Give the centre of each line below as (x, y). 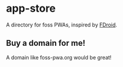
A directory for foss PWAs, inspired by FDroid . (61, 25)
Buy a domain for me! (46, 43)
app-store (31, 9)
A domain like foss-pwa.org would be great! (59, 57)
